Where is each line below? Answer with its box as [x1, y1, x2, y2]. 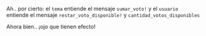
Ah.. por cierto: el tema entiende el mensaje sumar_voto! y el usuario [6, 5, 178, 12]
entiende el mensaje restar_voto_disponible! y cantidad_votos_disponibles [6, 11, 200, 19]
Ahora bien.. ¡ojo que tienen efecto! [6, 23, 96, 30]
